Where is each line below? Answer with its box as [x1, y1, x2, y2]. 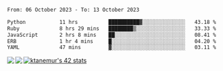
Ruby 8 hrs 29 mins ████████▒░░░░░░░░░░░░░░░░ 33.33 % [7, 25, 216, 32]
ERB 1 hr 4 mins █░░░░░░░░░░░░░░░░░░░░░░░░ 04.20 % [7, 38, 216, 44]
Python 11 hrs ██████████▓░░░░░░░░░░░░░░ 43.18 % [7, 18, 216, 25]
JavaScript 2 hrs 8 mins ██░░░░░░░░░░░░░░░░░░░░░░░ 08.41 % [7, 31, 216, 38]
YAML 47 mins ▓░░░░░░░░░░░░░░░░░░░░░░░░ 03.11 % [7, 44, 216, 51]
